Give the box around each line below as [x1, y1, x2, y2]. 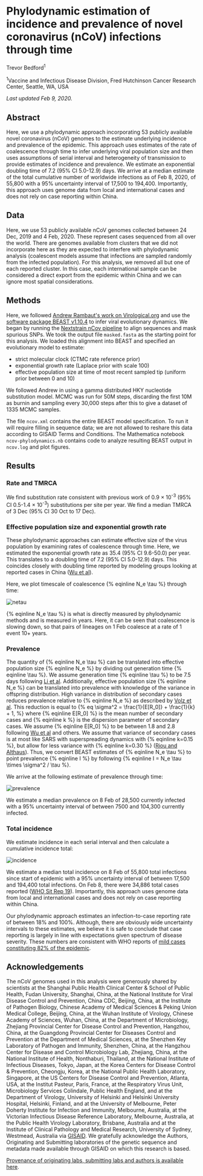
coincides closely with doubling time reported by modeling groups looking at [6, 562, 198, 569]
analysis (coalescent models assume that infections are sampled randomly [6, 252, 192, 259]
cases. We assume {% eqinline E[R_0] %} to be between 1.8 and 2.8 [6, 722, 175, 730]
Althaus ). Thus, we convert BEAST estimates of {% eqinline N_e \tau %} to [6, 748, 192, 756]
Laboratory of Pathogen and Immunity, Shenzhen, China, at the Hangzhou [6, 1042, 190, 1049]
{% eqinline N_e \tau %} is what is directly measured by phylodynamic [6, 610, 181, 617]
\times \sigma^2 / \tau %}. [6, 761, 71, 768]
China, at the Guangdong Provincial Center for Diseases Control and [6, 1029, 176, 1037]
